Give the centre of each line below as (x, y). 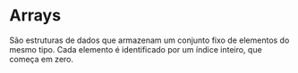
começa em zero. (42, 59)
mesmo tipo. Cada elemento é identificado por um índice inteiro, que (136, 49)
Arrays (35, 16)
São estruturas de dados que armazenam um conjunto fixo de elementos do (149, 40)
